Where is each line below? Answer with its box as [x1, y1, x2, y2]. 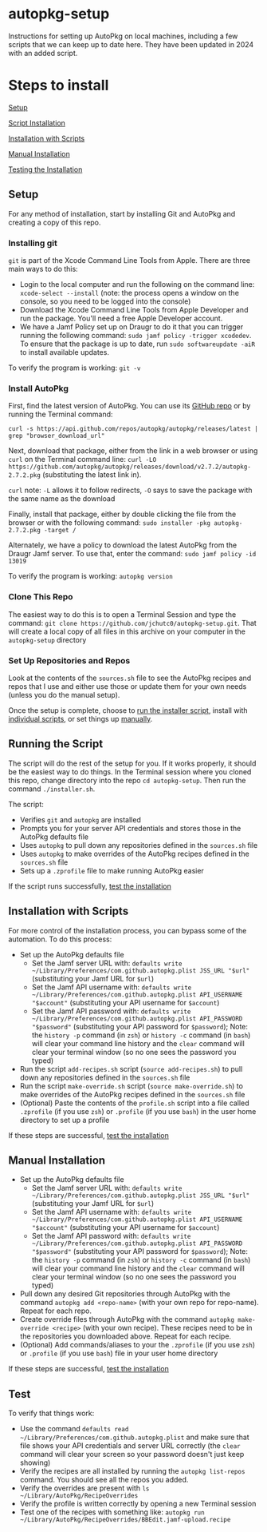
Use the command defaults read [19, 1424, 129, 1434]
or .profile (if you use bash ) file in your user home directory [19, 1348, 218, 1359]
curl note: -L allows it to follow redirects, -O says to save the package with [8, 485, 253, 495]
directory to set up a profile [19, 1115, 110, 1124]
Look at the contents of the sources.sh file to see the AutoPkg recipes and [8, 673, 252, 682]
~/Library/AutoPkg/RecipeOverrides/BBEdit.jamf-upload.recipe [19, 1516, 231, 1524]
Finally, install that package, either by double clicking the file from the [8, 509, 237, 519]
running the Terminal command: [8, 409, 113, 420]
